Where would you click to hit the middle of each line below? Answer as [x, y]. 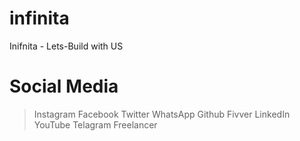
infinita [39, 18]
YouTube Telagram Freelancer [95, 124]
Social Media [64, 86]
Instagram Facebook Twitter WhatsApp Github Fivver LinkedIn [162, 114]
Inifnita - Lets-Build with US [66, 46]
